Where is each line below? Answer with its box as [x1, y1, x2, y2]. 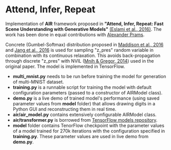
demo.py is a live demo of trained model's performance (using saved [12, 95, 160, 101]
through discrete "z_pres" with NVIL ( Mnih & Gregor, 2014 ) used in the [5, 58, 154, 64]
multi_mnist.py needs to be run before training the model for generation [12, 73, 166, 79]
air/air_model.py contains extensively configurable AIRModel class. [12, 111, 157, 118]
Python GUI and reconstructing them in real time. [12, 106, 117, 112]
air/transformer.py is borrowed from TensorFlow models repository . [12, 117, 158, 123]
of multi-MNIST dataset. [12, 79, 64, 85]
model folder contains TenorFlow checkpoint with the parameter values [12, 122, 164, 128]
